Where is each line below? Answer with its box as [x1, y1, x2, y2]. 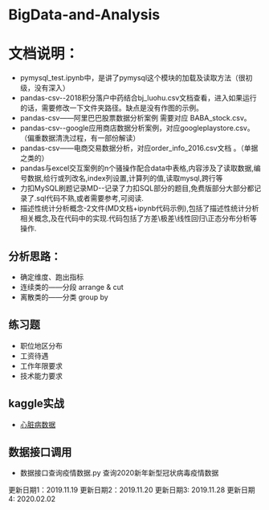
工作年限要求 [19, 361, 63, 370]
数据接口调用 [8, 445, 72, 459]
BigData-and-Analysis [8, 6, 161, 24]
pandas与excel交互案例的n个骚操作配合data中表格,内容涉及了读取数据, [19, 163, 255, 173]
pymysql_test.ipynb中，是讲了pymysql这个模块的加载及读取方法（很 [19, 73, 247, 83]
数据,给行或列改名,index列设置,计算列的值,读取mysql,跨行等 [26, 173, 223, 183]
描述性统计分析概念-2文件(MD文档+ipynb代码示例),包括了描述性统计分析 [19, 203, 259, 214]
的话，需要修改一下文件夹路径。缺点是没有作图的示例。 [19, 103, 203, 113]
